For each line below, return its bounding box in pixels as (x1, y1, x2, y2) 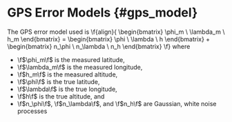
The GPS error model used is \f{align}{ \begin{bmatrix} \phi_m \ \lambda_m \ (7, 28, 225, 36)
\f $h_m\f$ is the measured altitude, (17, 70, 118, 79)
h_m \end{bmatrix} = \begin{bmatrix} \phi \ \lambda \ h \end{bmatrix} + (7, 34, 211, 43)
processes (17, 107, 48, 115)
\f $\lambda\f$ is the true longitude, (17, 85, 117, 93)
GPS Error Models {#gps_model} (7, 5, 198, 21)
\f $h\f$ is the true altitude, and (17, 92, 105, 101)
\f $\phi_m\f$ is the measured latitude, (17, 55, 126, 63)
